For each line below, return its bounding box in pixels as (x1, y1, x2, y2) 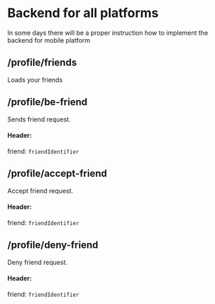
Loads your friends (7, 75, 63, 84)
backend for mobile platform (7, 36, 91, 44)
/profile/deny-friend (7, 239, 99, 251)
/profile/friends (7, 57, 77, 69)
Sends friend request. (7, 115, 71, 124)
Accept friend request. (7, 186, 74, 195)
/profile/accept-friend (7, 168, 108, 180)
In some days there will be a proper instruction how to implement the (7, 28, 209, 37)
